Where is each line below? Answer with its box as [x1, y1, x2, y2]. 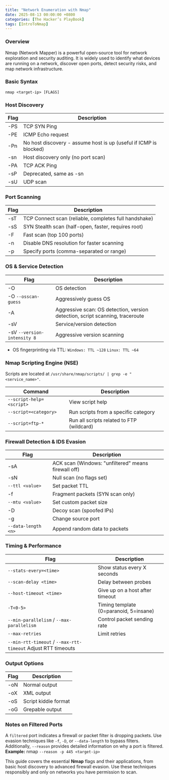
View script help [68, 399, 107, 406]
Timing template [98, 601, 136, 608]
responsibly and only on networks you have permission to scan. [5, 769, 137, 775]
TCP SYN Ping [23, 123, 57, 130]
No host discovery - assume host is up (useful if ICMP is [23, 139, 157, 146]
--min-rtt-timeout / [8, 638, 55, 645]
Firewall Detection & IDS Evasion [5, 438, 86, 445]
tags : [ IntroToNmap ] [5, 21, 49, 27]
